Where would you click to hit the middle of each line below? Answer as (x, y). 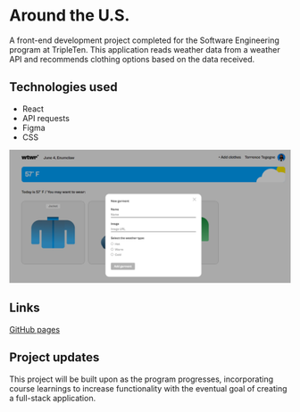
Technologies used (63, 87)
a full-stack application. (53, 398)
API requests (46, 118)
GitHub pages (35, 329)
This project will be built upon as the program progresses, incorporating (142, 379)
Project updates (54, 358)
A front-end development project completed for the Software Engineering (144, 40)
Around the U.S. (70, 16)
